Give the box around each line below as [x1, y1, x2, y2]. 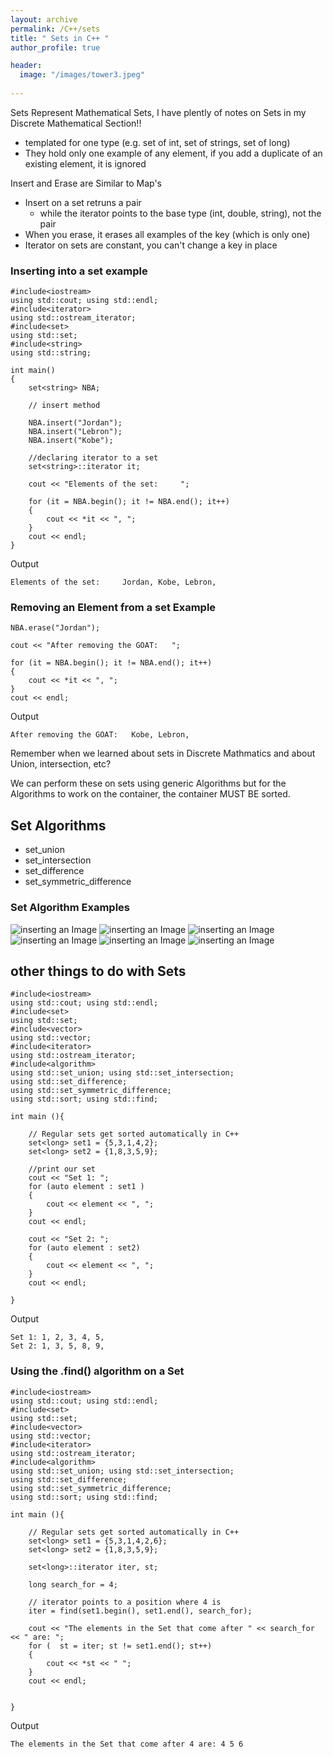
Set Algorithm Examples [10, 901, 131, 915]
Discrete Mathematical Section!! [10, 117, 142, 129]
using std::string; [10, 348, 92, 358]
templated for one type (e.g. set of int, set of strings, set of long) [24, 136, 291, 148]
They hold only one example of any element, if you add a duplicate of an [24, 147, 323, 159]
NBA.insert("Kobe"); [28, 436, 114, 446]
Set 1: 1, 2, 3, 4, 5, [10, 1332, 105, 1343]
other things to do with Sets [10, 962, 187, 980]
